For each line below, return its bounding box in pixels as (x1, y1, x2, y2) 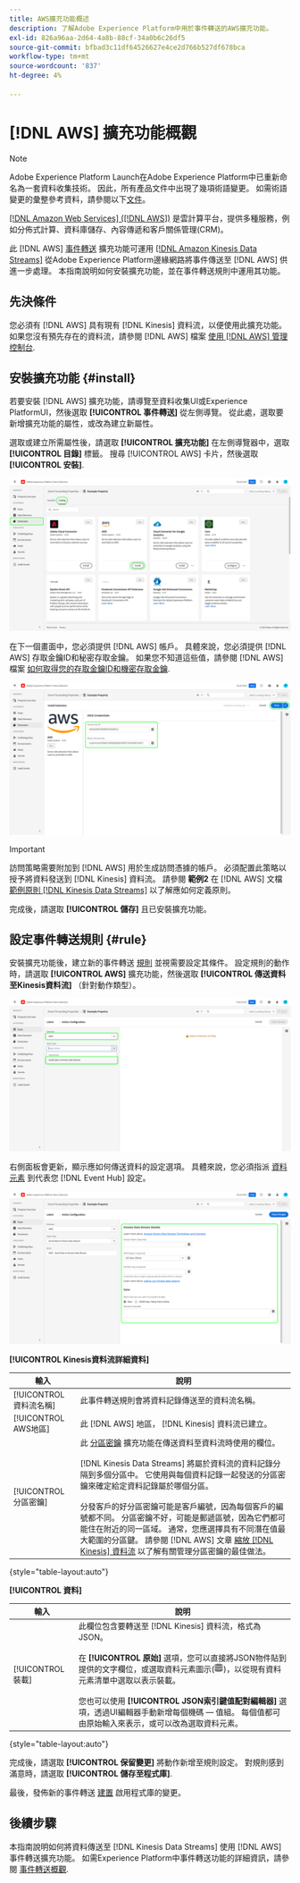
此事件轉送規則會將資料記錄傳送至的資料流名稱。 (79, 1395, 261, 1406)
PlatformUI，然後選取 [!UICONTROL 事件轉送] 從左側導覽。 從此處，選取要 (9, 407, 284, 418)
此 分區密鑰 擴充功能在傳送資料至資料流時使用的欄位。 (79, 1438, 280, 1448)
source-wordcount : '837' (9, 62, 102, 71)
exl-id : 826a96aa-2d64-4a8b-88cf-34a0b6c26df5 (9, 33, 186, 42)
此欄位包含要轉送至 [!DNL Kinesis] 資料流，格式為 (78, 1621, 262, 1632)
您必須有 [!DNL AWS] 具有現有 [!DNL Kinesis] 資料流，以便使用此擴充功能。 (9, 319, 287, 330)
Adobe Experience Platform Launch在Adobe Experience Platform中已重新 (9, 171, 280, 182)
